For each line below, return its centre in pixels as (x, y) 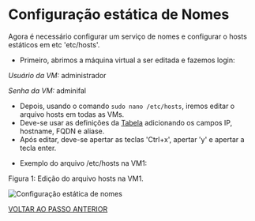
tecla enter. (38, 148)
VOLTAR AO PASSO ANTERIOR (58, 209)
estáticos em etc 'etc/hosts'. (54, 44)
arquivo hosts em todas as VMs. (72, 114)
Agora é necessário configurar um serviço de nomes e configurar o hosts (127, 36)
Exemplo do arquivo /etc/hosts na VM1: (83, 163)
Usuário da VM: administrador (57, 75)
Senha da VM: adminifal (47, 90)
